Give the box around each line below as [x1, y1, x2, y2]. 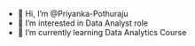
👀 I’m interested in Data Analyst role [17, 18, 149, 28]
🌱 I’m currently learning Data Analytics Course [17, 27, 187, 37]
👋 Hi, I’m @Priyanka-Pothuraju [17, 9, 129, 19]
